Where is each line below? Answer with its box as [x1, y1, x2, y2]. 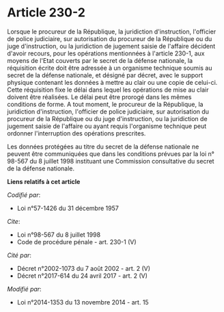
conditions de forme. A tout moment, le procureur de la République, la [7, 100, 204, 108]
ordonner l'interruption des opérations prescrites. [7, 129, 146, 138]
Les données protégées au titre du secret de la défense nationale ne [7, 142, 199, 151]
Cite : [7, 217, 20, 225]
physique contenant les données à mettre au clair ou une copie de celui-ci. [7, 78, 218, 86]
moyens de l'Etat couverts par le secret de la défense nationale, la [7, 56, 193, 64]
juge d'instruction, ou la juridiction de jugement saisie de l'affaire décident [7, 42, 216, 50]
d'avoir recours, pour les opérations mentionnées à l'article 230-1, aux [7, 49, 205, 57]
